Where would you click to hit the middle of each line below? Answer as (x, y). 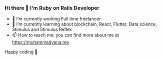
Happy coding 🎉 (21, 52)
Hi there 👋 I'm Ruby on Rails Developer (52, 8)
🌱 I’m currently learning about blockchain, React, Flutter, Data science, (84, 24)
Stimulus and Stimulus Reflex (42, 29)
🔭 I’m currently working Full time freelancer (56, 19)
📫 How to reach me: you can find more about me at (65, 35)
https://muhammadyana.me (40, 42)
